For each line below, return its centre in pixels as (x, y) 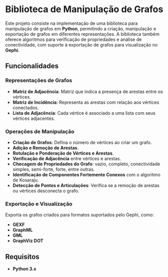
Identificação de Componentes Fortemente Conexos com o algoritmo (87, 174)
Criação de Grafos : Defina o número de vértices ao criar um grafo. (82, 142)
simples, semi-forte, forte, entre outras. (54, 169)
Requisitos (22, 257)
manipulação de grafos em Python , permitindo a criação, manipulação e (81, 28)
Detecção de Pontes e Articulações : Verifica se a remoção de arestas (86, 185)
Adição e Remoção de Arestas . (46, 148)
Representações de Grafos (39, 80)
